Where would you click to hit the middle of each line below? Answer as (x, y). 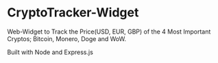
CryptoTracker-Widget (73, 13)
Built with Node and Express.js (50, 52)
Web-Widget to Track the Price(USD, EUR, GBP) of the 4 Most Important (109, 32)
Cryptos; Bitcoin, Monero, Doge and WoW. (67, 38)
